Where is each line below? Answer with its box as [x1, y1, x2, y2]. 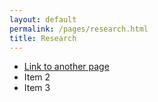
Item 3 [23, 82, 51, 94]
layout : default [9, 14, 77, 25]
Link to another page [23, 61, 110, 73]
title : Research [9, 33, 77, 43]
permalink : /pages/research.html [9, 24, 149, 34]
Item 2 [23, 71, 51, 83]
